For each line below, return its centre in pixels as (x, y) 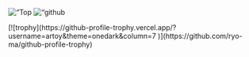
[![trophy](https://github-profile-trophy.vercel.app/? (92, 27)
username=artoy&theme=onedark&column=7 (82, 36)
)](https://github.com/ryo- (200, 36)
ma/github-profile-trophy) (50, 44)
